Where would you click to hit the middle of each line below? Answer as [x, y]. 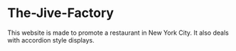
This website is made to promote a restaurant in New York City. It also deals [118, 33]
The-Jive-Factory [61, 13]
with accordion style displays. [51, 40]
